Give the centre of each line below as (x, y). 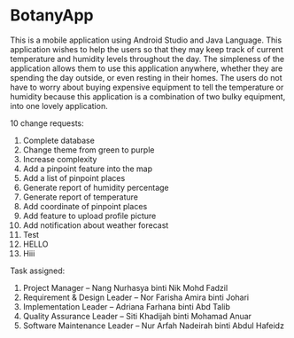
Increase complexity (60, 159)
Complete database (59, 140)
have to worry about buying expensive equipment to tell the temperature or (147, 87)
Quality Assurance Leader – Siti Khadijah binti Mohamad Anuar (137, 316)
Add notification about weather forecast (96, 225)
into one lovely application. (59, 106)
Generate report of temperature (80, 197)
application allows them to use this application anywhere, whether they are (147, 68)
